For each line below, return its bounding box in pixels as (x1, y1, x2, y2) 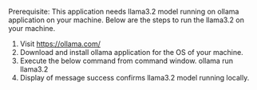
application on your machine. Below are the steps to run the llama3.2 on (8, 15, 245, 25)
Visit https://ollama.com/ (19, 39, 101, 49)
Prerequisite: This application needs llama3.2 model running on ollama (8, 7, 239, 16)
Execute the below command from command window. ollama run (19, 56, 234, 65)
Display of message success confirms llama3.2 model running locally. (19, 73, 250, 82)
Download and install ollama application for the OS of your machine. (19, 48, 243, 57)
